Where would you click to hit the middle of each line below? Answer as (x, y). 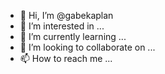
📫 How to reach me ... (66, 58)
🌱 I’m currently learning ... (73, 36)
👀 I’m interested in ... (62, 26)
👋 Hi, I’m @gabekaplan (66, 15)
